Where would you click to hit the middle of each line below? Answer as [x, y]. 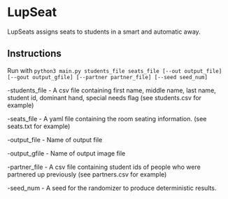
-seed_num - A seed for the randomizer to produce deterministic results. [112, 188]
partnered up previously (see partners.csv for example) [87, 174]
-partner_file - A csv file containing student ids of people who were [104, 167]
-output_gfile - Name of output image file [66, 153]
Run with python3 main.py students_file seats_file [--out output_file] [115, 70]
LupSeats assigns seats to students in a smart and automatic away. [104, 32]
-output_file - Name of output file [55, 139]
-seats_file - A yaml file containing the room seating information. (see [107, 118]
